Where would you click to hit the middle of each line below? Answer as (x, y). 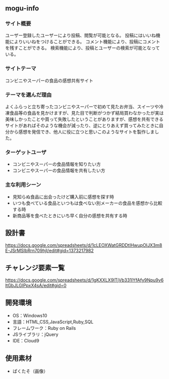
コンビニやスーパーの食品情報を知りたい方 (57, 164)
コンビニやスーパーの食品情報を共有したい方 (59, 170)
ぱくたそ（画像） (30, 371)
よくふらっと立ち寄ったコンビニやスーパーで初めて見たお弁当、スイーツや (82, 107)
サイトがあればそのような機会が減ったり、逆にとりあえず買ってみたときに (82, 126)
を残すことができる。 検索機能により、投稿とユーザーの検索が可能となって (82, 48)
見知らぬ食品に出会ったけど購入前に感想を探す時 (63, 197)
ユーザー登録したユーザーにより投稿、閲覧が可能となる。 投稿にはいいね (80, 35)
